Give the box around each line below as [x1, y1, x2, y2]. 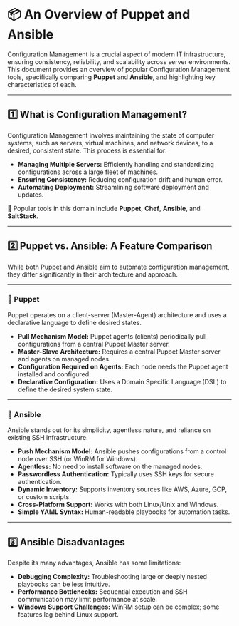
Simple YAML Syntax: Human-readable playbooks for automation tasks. [17, 508, 230, 516]
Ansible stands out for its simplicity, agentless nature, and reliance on [7, 426, 211, 434]
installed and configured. [17, 369, 91, 379]
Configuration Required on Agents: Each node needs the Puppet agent [17, 362, 229, 371]
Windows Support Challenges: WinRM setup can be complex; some [17, 602, 220, 611]
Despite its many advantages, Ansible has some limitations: [7, 558, 181, 567]
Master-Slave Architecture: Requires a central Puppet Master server [17, 347, 221, 356]
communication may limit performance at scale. [17, 595, 158, 603]
